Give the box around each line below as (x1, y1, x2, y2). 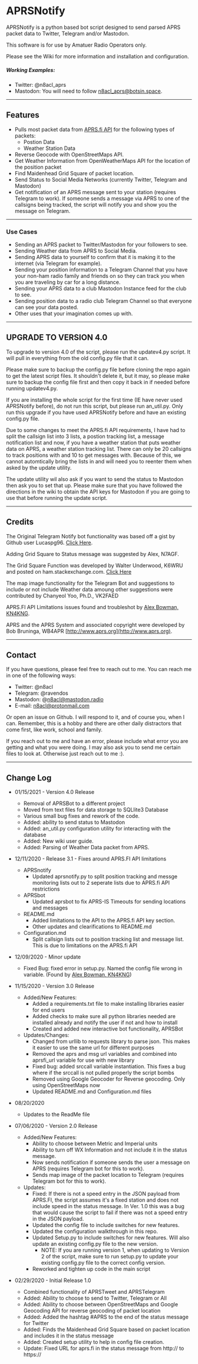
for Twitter (23, 1320, 49, 1327)
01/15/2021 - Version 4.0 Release (14, 789, 95, 796)
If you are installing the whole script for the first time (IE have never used (6, 396, 183, 403)
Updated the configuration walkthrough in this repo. (32, 1228, 158, 1235)
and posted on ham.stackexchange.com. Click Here (6, 568, 131, 575)
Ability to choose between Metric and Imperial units (32, 1140, 158, 1147)
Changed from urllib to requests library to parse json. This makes (32, 1038, 190, 1045)
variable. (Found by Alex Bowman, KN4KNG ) (23, 971, 132, 978)
